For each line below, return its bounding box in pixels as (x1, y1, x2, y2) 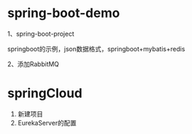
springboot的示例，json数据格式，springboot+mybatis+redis (7, 44, 186, 53)
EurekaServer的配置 (17, 118, 77, 127)
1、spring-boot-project (7, 29, 75, 38)
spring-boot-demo (7, 5, 120, 21)
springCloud (7, 86, 83, 101)
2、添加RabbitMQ (7, 59, 59, 68)
